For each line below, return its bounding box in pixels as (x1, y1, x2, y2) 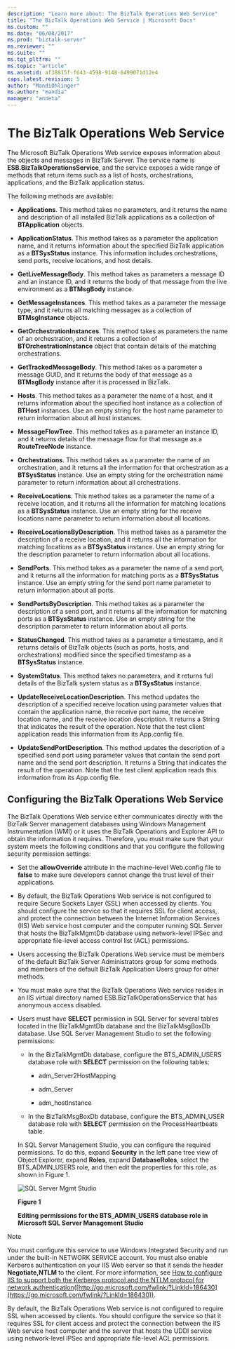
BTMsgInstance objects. (17, 313, 90, 321)
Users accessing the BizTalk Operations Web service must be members (17, 950, 224, 958)
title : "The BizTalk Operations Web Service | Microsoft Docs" (7, 17, 196, 24)
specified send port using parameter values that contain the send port (17, 751, 220, 759)
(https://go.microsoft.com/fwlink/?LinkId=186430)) (7, 1290, 154, 1298)
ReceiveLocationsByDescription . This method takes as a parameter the (17, 528, 227, 536)
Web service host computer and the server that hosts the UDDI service (7, 1327, 213, 1335)
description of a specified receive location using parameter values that (17, 699, 222, 709)
